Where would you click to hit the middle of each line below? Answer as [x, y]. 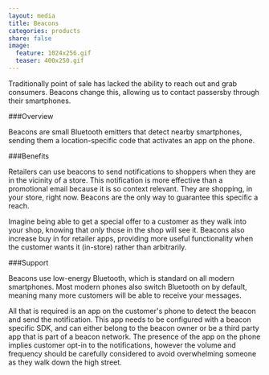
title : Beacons [34, 23]
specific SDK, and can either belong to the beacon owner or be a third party [134, 328]
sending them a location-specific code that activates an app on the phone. [132, 140]
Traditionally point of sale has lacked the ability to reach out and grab [123, 83]
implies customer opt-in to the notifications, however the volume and [122, 345]
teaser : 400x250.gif [50, 61]
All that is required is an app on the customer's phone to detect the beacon [132, 311]
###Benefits [29, 156]
